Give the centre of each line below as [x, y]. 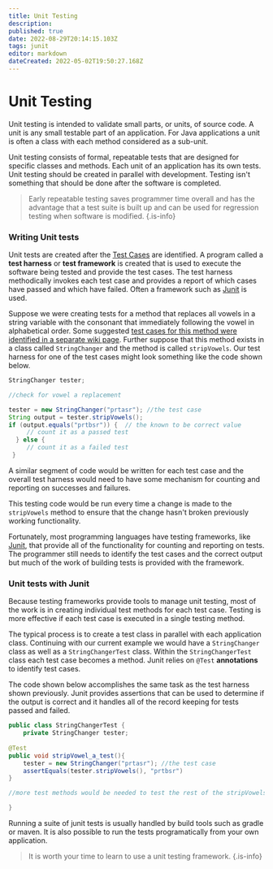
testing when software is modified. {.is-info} [102, 215]
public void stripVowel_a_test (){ [67, 756]
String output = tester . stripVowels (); [76, 417]
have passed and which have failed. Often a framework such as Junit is [128, 289]
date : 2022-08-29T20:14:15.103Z [63, 39]
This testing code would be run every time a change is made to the [120, 503]
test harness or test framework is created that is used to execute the [125, 263]
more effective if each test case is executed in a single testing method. [127, 619]
